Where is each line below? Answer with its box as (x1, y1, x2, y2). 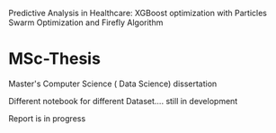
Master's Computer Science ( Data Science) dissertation (8, 78, 218, 89)
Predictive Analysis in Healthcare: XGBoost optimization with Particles (8, 8, 267, 18)
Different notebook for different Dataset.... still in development (8, 95, 238, 106)
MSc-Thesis (8, 49, 101, 69)
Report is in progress (8, 112, 86, 124)
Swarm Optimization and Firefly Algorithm (8, 17, 164, 28)
